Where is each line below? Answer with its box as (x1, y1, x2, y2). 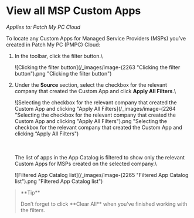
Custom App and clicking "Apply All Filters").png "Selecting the (14, 117, 168, 124)
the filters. (20, 206, 46, 213)
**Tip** (20, 189, 40, 196)
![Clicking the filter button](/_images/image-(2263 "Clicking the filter (14, 63, 181, 71)
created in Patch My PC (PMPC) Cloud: (6, 41, 101, 48)
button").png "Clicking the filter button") (14, 70, 112, 77)
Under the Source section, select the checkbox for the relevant (14, 81, 168, 88)
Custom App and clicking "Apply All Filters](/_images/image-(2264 (14, 105, 176, 112)
